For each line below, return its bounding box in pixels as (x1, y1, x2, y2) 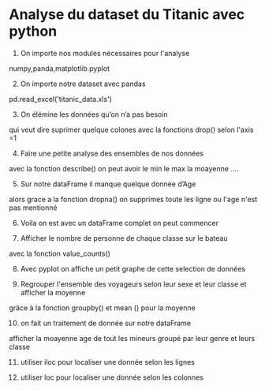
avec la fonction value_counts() (9, 249, 111, 258)
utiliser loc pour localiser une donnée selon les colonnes (20, 373, 204, 382)
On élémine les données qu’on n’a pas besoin (20, 109, 168, 119)
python (9, 22, 58, 40)
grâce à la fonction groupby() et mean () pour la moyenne (9, 302, 196, 313)
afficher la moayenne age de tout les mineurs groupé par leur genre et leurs (9, 333, 256, 343)
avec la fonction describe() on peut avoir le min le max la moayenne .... (9, 163, 239, 173)
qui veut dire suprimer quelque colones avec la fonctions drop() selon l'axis (9, 125, 254, 134)
